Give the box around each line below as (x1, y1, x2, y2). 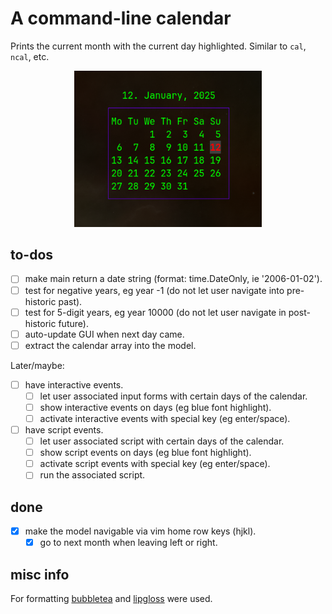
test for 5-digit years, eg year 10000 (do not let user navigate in (24, 306, 287, 318)
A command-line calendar (10, 7, 232, 30)
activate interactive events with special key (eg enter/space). (39, 412, 291, 424)
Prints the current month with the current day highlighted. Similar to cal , (10, 40, 307, 52)
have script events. (24, 424, 104, 436)
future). (58, 317, 89, 329)
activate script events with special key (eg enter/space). (39, 458, 271, 470)
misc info (10, 566, 70, 583)
